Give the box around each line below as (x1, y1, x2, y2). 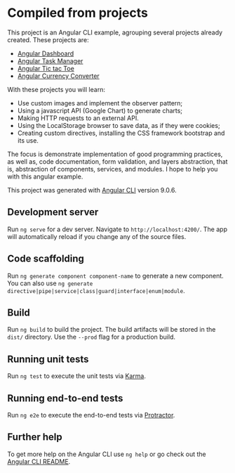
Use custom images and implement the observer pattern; (17, 98, 183, 107)
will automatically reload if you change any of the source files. (7, 232, 187, 240)
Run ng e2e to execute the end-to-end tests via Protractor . (7, 411, 175, 419)
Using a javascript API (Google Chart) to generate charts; (17, 106, 183, 115)
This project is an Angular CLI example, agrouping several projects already (7, 28, 223, 37)
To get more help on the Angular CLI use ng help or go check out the (7, 450, 206, 458)
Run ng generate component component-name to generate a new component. (7, 271, 224, 280)
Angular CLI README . (7, 457, 71, 465)
